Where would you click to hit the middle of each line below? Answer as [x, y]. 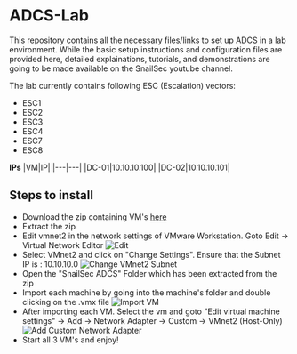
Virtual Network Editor [63, 245]
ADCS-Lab [49, 16]
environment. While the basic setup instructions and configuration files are [146, 49]
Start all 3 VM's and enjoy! [70, 340]
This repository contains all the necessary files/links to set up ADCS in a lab [148, 40]
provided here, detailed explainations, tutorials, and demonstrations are [140, 59]
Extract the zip [49, 226]
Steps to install [51, 195]
